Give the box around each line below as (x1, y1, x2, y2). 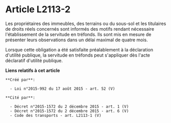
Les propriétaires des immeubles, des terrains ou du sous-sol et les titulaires (5, 20, 166, 27)
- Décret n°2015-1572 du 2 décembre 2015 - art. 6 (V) (10, 108, 129, 113)
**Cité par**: (5, 95, 36, 100)
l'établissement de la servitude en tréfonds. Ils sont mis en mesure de (5, 31, 152, 37)
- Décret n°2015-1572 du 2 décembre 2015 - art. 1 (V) (10, 104, 129, 109)
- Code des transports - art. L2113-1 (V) (10, 113, 102, 118)
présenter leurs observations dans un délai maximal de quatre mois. (5, 37, 148, 43)
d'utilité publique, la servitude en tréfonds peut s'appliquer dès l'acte (5, 52, 151, 58)
